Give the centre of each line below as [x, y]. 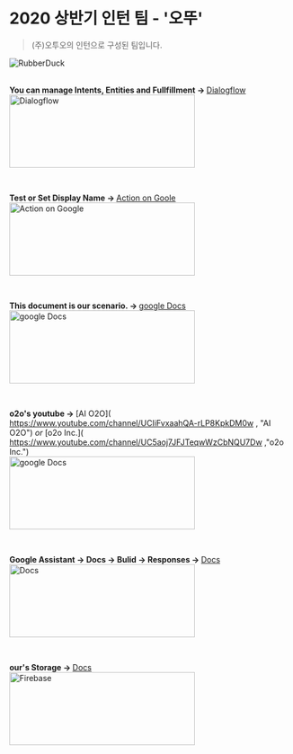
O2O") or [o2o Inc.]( [46, 432]
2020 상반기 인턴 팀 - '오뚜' [107, 18]
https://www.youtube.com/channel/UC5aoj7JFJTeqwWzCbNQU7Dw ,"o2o [147, 442]
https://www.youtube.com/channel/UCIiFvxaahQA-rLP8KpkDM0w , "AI [140, 422]
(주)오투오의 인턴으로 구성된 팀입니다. [97, 45]
